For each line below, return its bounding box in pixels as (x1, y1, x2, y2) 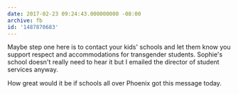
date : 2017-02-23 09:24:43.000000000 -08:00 (7, 10, 141, 18)
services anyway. (7, 65, 58, 74)
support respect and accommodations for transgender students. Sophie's (7, 50, 223, 59)
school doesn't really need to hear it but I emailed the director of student (7, 58, 220, 66)
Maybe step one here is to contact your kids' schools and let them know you (7, 43, 231, 52)
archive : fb (7, 17, 43, 24)
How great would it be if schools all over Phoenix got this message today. (7, 79, 222, 88)
